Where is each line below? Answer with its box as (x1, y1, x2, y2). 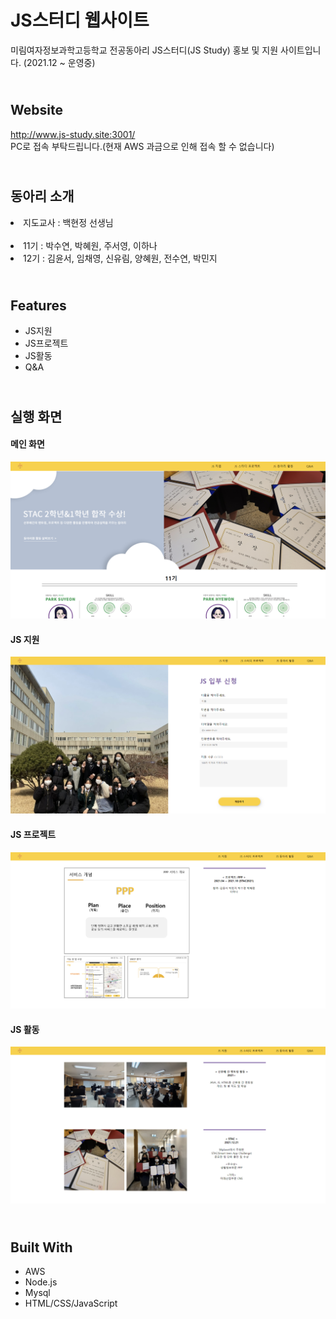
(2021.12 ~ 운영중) (23, 56, 96, 68)
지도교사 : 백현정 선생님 (23, 216, 114, 228)
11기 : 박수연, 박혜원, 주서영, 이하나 (23, 239, 158, 251)
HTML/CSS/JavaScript (24, 1297, 118, 1310)
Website (10, 102, 63, 119)
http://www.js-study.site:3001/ (10, 128, 136, 140)
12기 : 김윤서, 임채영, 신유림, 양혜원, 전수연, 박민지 (23, 252, 218, 264)
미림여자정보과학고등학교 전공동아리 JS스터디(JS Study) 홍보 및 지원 (10, 44, 279, 56)
